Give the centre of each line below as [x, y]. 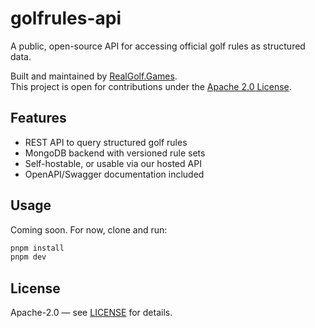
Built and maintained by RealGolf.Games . [94, 76]
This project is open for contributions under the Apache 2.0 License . [151, 86]
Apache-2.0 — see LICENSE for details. [91, 313]
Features [38, 118]
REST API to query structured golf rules [106, 142]
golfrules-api [66, 18]
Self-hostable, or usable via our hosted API [113, 163]
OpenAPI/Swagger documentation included [114, 174]
